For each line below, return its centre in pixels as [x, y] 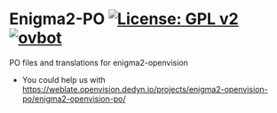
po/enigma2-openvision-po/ [74, 99]
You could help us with [64, 79]
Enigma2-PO [57, 19]
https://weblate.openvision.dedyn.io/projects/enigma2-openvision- [145, 89]
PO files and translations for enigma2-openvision [99, 62]
